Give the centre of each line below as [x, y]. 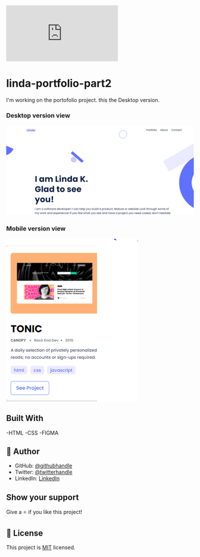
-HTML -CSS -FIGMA [32, 433]
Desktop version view [38, 115]
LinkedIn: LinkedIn [37, 478]
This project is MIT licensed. [41, 547]
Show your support [43, 497]
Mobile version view [36, 229]
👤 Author [23, 451]
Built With [25, 418]
